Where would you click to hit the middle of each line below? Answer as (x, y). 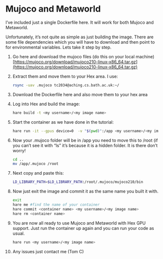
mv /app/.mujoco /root (35, 164)
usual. (19, 233)
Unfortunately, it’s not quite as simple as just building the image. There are (80, 37)
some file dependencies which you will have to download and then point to (80, 42)
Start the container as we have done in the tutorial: (63, 122)
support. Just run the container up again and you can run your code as (83, 228)
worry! (19, 150)
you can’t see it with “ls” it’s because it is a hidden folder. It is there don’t (85, 145)
